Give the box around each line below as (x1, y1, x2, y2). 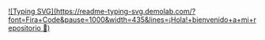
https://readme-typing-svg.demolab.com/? (55, 7, 196, 16)
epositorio (8, 24, 41, 32)
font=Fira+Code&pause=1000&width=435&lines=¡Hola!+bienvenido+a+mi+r (8, 15, 257, 24)
